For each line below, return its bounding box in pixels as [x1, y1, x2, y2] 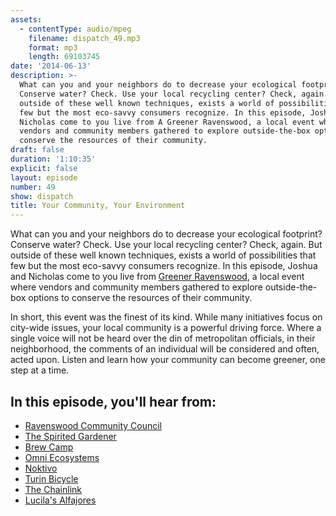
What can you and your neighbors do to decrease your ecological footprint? [10, 228, 323, 240]
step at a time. [10, 364, 70, 376]
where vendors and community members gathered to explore [10, 281, 263, 293]
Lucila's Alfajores [24, 494, 97, 506]
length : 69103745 [28, 52, 101, 62]
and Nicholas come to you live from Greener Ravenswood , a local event [10, 271, 305, 283]
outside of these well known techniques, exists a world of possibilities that [10, 249, 317, 261]
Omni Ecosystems [24, 451, 100, 463]
